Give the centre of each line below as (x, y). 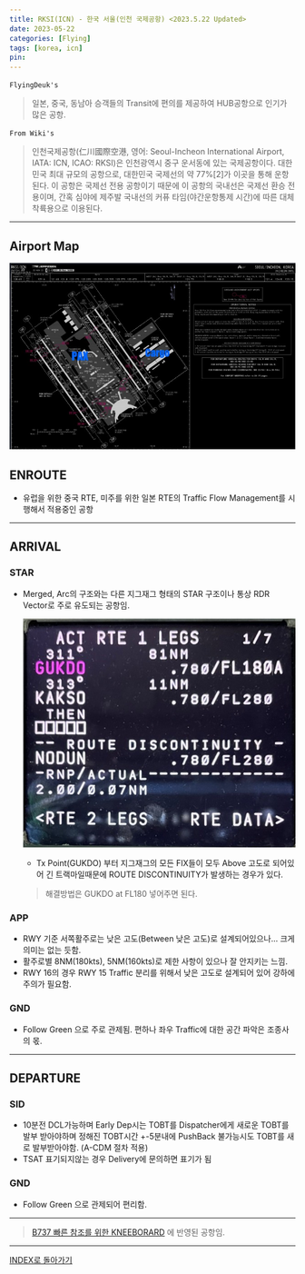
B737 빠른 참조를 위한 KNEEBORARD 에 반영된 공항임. (128, 1232)
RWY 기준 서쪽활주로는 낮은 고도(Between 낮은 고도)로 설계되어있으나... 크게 (158, 939)
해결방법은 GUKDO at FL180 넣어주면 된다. (121, 894)
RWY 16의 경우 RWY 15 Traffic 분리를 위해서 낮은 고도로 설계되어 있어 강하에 (158, 973)
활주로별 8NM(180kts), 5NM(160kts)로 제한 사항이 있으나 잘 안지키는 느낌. (155, 961)
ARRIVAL (35, 547)
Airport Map (44, 246)
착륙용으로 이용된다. (67, 208)
